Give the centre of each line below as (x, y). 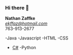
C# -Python (24, 48)
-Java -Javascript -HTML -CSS (37, 38)
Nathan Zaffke (20, 18)
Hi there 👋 (17, 8)
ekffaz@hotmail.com (26, 23)
